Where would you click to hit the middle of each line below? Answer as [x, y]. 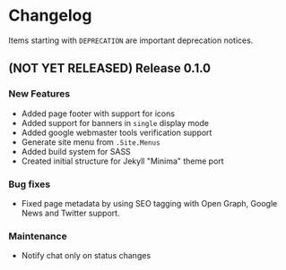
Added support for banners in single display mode [115, 122]
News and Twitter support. [70, 213]
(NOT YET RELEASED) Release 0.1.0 [110, 68]
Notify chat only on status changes [86, 256]
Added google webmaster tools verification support [117, 132]
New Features [39, 94]
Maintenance [38, 236]
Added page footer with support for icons [98, 114]
